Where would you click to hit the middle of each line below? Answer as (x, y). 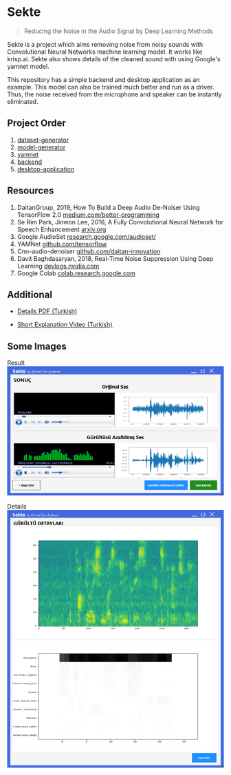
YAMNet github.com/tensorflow (62, 244)
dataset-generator (43, 140)
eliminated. (23, 101)
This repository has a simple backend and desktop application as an (103, 79)
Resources (31, 191)
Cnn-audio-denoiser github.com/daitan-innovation (89, 251)
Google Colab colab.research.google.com (76, 273)
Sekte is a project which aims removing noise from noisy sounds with (105, 44)
